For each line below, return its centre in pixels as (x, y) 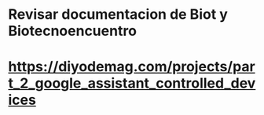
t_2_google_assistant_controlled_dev (132, 83)
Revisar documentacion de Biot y (118, 14)
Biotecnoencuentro (73, 31)
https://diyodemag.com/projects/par (132, 67)
